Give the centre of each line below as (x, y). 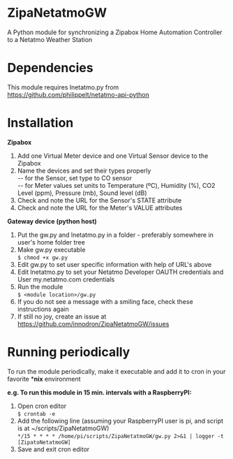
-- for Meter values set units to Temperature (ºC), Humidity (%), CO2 (116, 185)
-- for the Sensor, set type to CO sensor (75, 178)
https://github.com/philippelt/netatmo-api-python (78, 94)
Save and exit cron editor (53, 449)
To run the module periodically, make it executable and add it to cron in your (116, 371)
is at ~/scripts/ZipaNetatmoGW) (63, 428)
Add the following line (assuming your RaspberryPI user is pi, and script (120, 421)
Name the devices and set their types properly (84, 170)
